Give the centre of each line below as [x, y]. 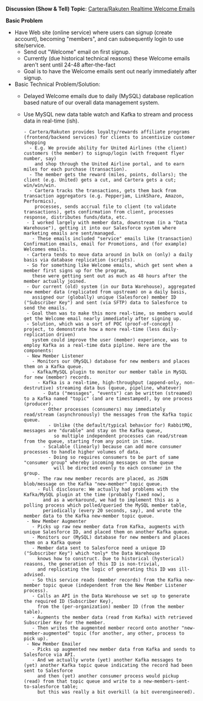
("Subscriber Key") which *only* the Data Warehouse [92, 553]
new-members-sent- [167, 681]
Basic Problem [24, 20]
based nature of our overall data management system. [91, 102]
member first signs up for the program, [75, 271]
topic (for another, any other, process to [129, 633]
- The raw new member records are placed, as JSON [103, 479]
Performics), [40, 201]
